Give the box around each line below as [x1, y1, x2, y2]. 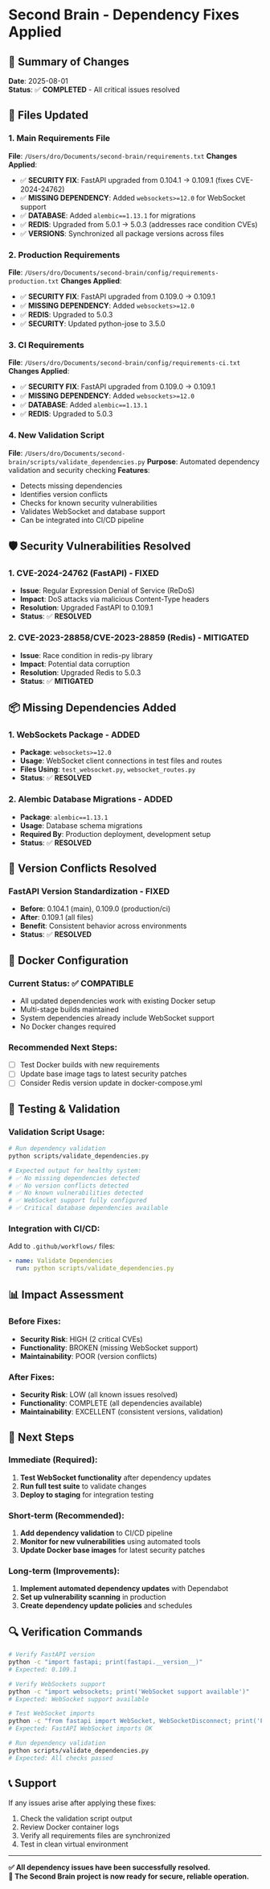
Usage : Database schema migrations [19, 820, 143, 831]
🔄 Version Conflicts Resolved [8, 861, 157, 875]
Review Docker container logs [19, 1822, 120, 1832]
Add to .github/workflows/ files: [8, 1241, 115, 1251]
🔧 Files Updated [8, 109, 88, 122]
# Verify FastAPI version [8, 1651, 95, 1659]
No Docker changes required [19, 1021, 117, 1031]
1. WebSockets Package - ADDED [8, 729, 141, 740]
